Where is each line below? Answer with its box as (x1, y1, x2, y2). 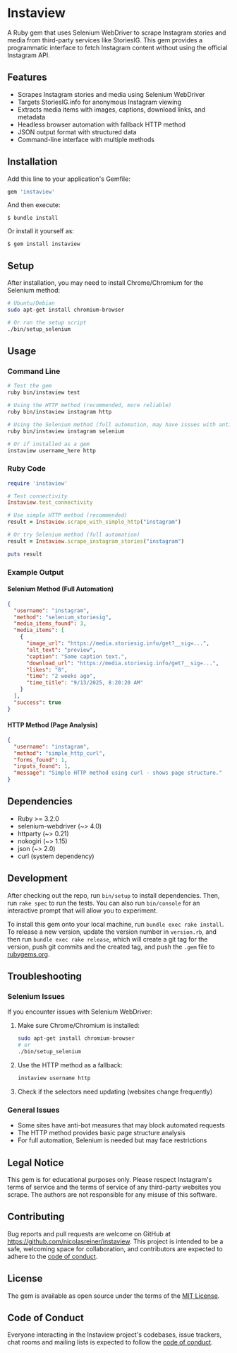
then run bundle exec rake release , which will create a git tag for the (7, 935, 208, 943)
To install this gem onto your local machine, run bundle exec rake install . (7, 920, 224, 928)
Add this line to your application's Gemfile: (7, 175, 130, 183)
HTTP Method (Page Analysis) (7, 721, 98, 730)
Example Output (7, 567, 64, 577)
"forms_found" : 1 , (13, 756, 68, 763)
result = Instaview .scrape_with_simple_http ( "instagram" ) (7, 518, 181, 526)
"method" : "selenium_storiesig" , (13, 614, 112, 621)
